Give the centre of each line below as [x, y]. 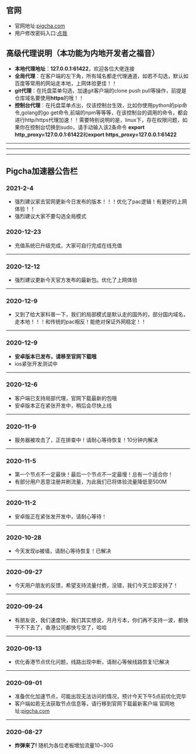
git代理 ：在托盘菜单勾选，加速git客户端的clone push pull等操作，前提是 [100, 90]
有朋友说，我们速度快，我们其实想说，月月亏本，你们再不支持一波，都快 [101, 620]
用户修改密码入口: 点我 [41, 33]
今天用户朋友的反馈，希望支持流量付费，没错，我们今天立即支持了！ [96, 585]
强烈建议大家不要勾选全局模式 [50, 216]
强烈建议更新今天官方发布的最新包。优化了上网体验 [76, 279]
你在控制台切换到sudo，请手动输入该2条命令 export [82, 127]
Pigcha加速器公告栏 [42, 171]
